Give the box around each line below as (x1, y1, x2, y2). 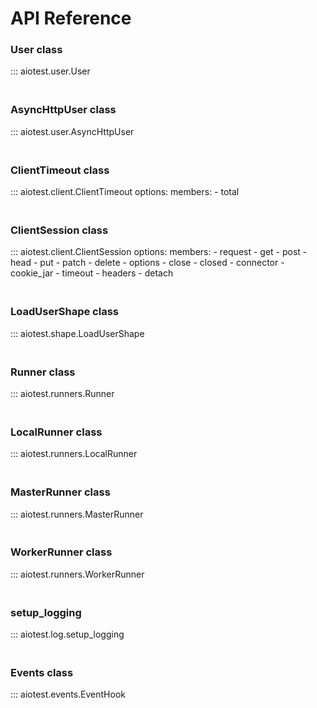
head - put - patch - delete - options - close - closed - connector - (10, 257, 285, 269)
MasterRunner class (10, 485, 111, 499)
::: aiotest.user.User (10, 65, 91, 77)
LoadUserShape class (10, 305, 120, 319)
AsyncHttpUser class (10, 103, 117, 117)
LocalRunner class (10, 425, 103, 439)
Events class (10, 666, 74, 680)
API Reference (10, 7, 132, 30)
